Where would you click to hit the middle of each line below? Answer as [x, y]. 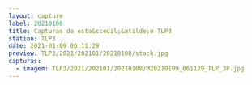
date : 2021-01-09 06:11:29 [54, 46]
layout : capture [36, 16]
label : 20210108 [36, 23]
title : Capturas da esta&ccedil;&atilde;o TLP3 [90, 31]
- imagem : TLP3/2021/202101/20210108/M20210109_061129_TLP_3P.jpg [130, 69]
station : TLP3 [32, 38]
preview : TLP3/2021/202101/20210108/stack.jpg [88, 53]
